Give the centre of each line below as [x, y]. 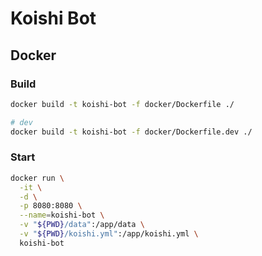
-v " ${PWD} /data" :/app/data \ [82, 225]
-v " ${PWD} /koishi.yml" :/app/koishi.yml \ [109, 234]
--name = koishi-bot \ [62, 215]
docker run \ [37, 178]
